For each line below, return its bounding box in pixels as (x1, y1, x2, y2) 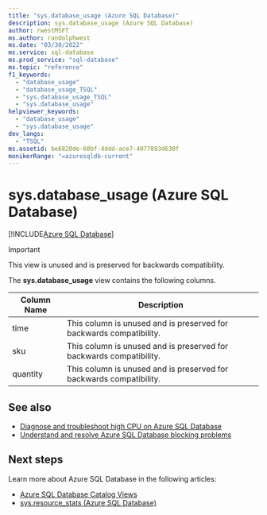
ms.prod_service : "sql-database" (8, 56, 119, 64)
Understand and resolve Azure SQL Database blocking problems (19, 430, 232, 439)
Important (8, 245, 41, 254)
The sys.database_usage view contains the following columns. (8, 276, 216, 285)
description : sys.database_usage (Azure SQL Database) (8, 19, 194, 27)
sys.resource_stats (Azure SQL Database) (19, 498, 157, 507)
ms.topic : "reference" (8, 64, 83, 72)
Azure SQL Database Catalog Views (19, 490, 137, 499)
